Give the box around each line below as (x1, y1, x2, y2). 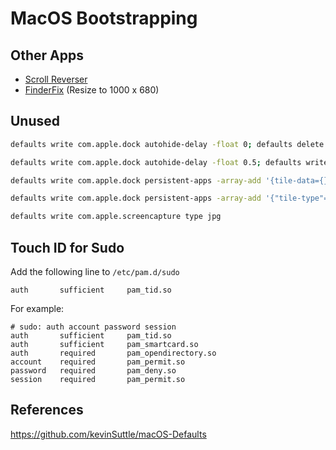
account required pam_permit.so (10, 357, 186, 367)
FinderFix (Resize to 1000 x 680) (24, 84, 160, 96)
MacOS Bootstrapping (10, 7, 198, 30)
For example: (10, 303, 65, 314)
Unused (10, 113, 61, 130)
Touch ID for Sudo (10, 239, 125, 256)
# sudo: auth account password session (10, 322, 177, 332)
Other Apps (10, 47, 84, 64)
